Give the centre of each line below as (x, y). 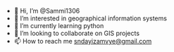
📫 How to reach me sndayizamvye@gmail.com (83, 41)
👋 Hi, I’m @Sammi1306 (47, 11)
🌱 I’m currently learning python (59, 26)
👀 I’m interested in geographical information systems (91, 18)
